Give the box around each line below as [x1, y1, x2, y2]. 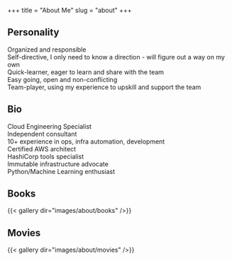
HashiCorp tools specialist [7, 152, 84, 161]
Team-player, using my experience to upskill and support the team [7, 83, 201, 91]
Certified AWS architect [7, 144, 77, 153]
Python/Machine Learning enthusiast [7, 167, 116, 175]
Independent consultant [7, 129, 77, 138]
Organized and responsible [7, 45, 87, 54]
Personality [7, 26, 60, 38]
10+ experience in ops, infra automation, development [7, 137, 165, 146]
